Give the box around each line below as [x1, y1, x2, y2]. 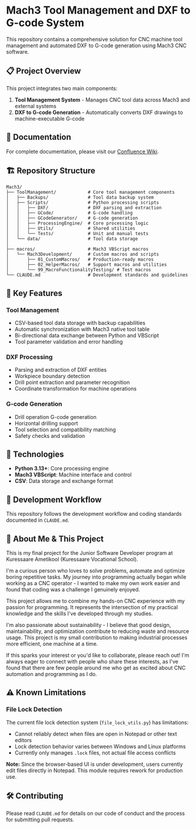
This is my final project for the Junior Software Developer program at [6, 550, 173, 557]
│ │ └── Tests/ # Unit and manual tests [6, 231, 149, 237]
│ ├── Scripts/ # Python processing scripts [6, 200, 160, 206]
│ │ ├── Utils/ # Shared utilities [6, 226, 135, 232]
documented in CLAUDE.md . [6, 516, 69, 524]
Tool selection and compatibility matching [14, 426, 116, 433]
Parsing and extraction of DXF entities [14, 366, 107, 373]
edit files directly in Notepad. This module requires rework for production [6, 766, 183, 774]
